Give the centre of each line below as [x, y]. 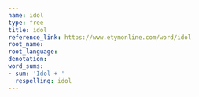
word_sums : [26, 66]
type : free [26, 23]
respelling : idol [44, 81]
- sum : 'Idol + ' [37, 74]
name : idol [26, 15]
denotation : [28, 59]
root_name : [26, 45]
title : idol [28, 30]
